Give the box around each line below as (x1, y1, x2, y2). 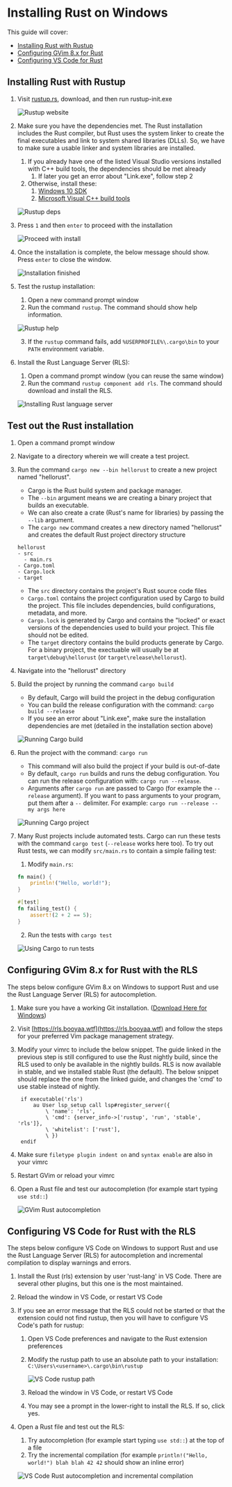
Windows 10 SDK (38, 186, 88, 195)
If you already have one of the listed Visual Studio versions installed (27, 157, 222, 165)
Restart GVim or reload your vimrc (17, 1171, 115, 1179)
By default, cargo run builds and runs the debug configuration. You (27, 769, 220, 777)
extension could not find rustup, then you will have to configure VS (17, 1314, 208, 1322)
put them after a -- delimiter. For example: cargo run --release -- (27, 799, 219, 807)
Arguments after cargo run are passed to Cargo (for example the (27, 783, 213, 792)
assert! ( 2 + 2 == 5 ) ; (30, 911, 92, 918)
